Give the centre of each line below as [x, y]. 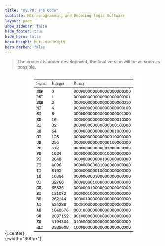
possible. [26, 67]
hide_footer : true [24, 31]
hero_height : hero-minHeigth [35, 42]
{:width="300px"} [23, 238]
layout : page [19, 21]
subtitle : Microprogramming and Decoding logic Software [65, 16]
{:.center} [15, 233]
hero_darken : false [25, 47]
